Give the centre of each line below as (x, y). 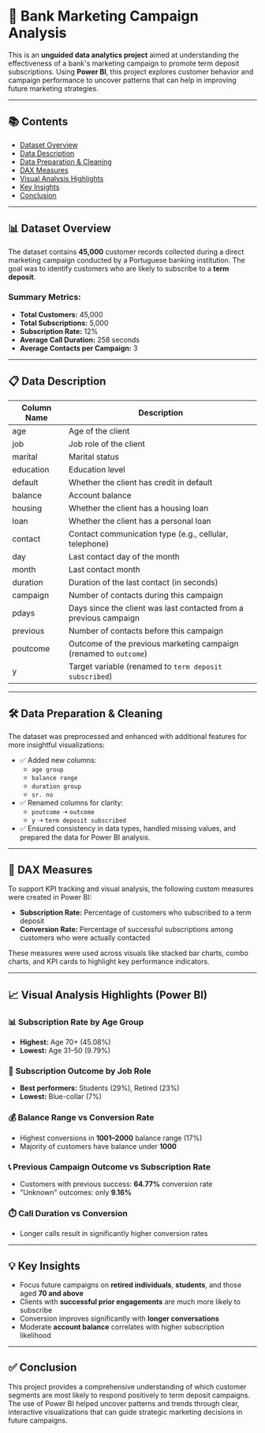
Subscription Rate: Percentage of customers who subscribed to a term (136, 912)
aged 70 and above (52, 1293)
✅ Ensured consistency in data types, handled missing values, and (128, 828)
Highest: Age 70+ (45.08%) (65, 1042)
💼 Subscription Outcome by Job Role (80, 1071)
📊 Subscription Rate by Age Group (76, 1022)
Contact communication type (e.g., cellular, (148, 533)
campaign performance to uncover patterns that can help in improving (122, 80)
